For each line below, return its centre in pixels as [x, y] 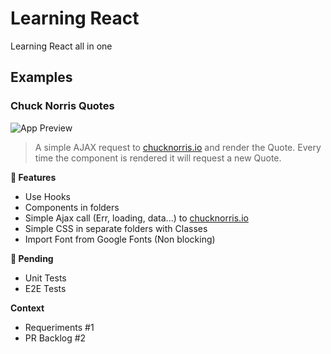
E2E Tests [45, 288]
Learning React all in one [61, 46]
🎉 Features [33, 177]
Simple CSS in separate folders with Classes [116, 228]
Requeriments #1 [59, 327]
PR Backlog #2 [55, 338]
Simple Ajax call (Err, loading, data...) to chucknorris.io [136, 218]
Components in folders [72, 207]
